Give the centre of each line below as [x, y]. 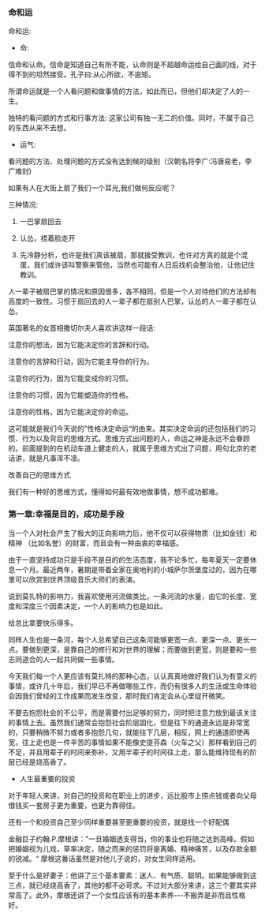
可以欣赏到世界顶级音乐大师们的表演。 [77, 579]
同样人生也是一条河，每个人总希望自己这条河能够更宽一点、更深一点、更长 [129, 639]
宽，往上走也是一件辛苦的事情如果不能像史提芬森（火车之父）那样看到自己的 [132, 742]
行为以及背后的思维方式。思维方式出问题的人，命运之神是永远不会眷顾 [136, 439]
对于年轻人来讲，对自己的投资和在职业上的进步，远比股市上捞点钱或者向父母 [132, 795]
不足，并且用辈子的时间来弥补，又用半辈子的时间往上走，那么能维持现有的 [129, 752]
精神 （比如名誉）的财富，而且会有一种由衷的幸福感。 [95, 543]
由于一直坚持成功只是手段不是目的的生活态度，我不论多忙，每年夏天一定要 [129, 560]
